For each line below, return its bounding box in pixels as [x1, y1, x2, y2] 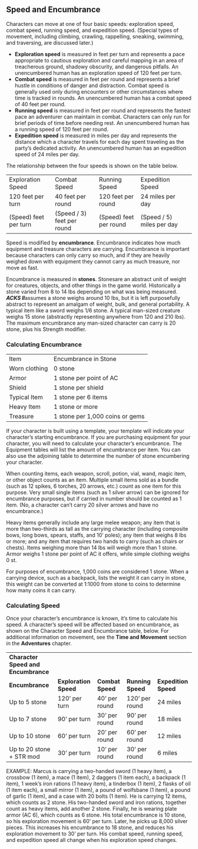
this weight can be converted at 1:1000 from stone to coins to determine [6, 580, 181, 588]
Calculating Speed [6, 602, 60, 610]
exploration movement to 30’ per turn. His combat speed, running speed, [6, 830, 184, 837]
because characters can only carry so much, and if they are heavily [6, 252, 170, 259]
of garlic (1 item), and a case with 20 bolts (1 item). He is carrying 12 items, [6, 792, 187, 800]
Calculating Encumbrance [6, 340, 82, 348]
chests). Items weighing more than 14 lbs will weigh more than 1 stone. [6, 544, 177, 551]
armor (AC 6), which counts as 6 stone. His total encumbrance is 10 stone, [6, 811, 187, 818]
